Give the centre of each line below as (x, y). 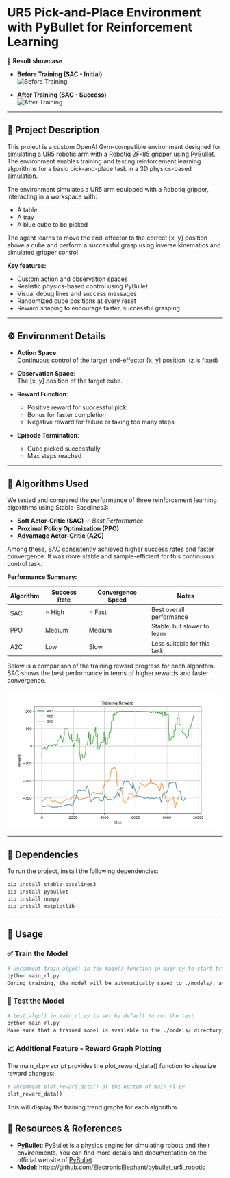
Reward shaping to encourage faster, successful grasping (98, 308)
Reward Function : (42, 394)
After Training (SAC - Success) (62, 95)
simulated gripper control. (43, 252)
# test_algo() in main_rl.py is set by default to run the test (101, 1016)
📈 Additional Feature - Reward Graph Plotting (85, 1048)
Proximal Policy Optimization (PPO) (68, 529)
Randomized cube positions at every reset (77, 301)
